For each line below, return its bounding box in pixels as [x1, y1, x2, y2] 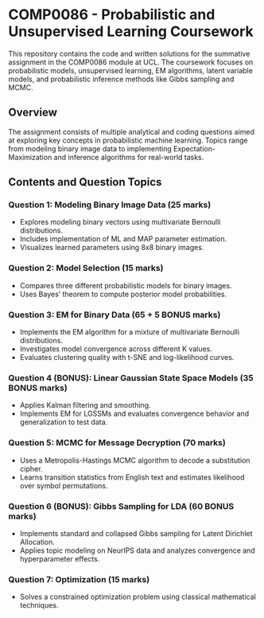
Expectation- [173, 143, 216, 153]
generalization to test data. [19, 417, 108, 427]
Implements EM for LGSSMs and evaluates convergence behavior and [19, 409, 249, 419]
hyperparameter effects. [19, 553, 100, 563]
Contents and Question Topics [8, 175, 162, 189]
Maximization [8, 152, 52, 162]
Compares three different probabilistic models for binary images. [19, 280, 232, 290]
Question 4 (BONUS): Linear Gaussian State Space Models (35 [8, 372, 254, 383]
